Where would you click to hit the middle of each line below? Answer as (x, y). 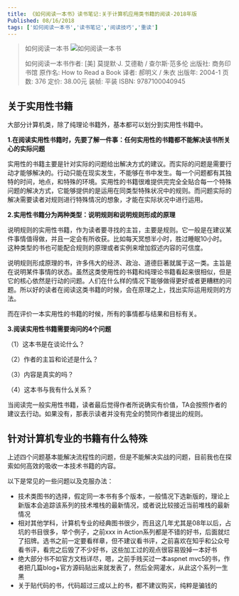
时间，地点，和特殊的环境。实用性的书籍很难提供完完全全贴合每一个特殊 (126, 182)
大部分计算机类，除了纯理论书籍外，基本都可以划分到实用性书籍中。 (107, 125)
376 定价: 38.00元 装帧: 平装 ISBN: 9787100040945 (110, 81)
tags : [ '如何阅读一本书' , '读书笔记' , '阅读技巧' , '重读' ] (83, 27)
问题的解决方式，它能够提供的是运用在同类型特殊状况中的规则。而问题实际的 (119, 191)
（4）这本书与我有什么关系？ (50, 390)
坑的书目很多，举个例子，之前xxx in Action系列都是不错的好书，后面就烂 (124, 532)
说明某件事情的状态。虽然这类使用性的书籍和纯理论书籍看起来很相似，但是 (122, 272)
